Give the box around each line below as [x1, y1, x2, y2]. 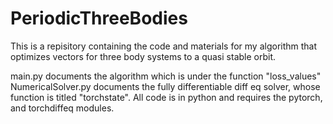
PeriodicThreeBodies [10, 7, 188, 30]
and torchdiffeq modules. [10, 102, 115, 114]
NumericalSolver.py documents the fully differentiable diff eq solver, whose [10, 80, 321, 92]
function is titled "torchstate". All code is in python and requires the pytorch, [10, 91, 323, 103]
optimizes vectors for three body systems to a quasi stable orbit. [10, 50, 277, 62]
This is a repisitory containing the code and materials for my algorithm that [10, 40, 318, 52]
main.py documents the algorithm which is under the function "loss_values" [10, 70, 322, 82]
